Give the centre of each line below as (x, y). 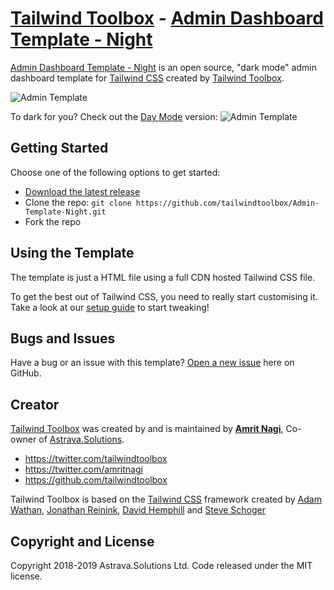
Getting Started (59, 148)
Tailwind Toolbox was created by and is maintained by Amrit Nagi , (147, 429)
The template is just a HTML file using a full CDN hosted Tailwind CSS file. (163, 277)
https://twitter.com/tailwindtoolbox (96, 459)
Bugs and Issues (63, 338)
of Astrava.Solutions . (81, 439)
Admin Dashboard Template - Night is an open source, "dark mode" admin (163, 67)
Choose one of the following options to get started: (115, 172)
